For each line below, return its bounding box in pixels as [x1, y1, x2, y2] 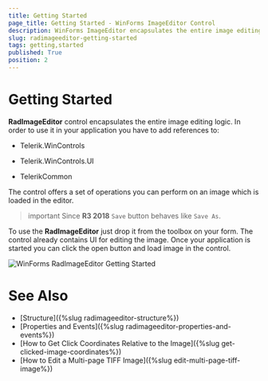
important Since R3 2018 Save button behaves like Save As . [27, 210, 222, 220]
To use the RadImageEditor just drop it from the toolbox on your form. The [8, 226, 254, 236]
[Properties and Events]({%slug [19, 321, 124, 331]
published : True [8, 49, 62, 57]
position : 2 [8, 57, 48, 65]
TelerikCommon [19, 171, 73, 181]
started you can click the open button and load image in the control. [8, 243, 231, 253]
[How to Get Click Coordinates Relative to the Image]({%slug [19, 338, 220, 348]
